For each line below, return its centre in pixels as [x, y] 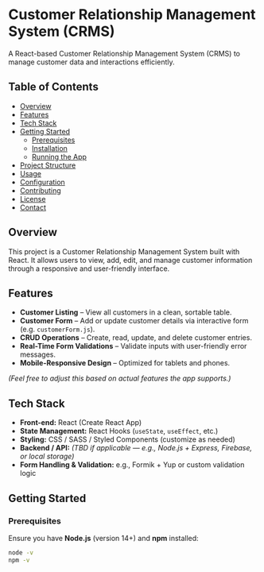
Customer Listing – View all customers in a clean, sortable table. [126, 312]
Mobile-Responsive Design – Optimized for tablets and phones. [125, 363]
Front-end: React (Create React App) [81, 423]
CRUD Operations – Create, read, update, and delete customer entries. [136, 338]
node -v [21, 553]
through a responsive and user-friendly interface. [89, 269]
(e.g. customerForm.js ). [57, 329]
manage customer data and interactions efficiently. [91, 62]
